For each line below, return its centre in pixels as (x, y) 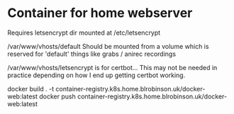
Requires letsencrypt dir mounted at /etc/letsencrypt (84, 33)
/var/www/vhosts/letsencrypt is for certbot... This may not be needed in (112, 67)
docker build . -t (31, 89)
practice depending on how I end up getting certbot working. (96, 75)
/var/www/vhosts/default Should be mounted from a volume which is (108, 46)
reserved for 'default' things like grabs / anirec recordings (91, 54)
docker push (57, 96)
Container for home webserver (100, 13)
